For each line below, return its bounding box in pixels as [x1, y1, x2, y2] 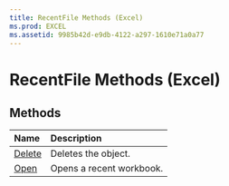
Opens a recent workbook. [50, 162, 164, 175]
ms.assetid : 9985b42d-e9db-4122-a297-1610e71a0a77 [9, 30, 205, 39]
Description [50, 132, 102, 145]
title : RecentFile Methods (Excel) [9, 13, 144, 23]
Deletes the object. [50, 147, 131, 160]
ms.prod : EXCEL [9, 22, 67, 31]
